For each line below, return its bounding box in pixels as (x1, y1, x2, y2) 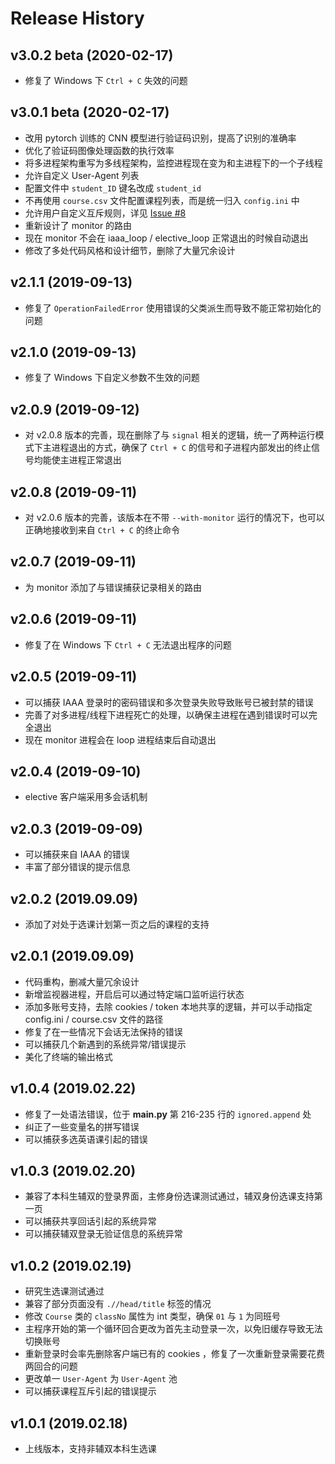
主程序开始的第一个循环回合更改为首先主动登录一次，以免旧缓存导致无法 (24, 1323, 323, 1335)
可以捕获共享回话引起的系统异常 (24, 1215, 157, 1227)
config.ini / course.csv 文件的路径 (24, 1013, 164, 1025)
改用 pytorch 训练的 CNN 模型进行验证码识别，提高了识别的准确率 (24, 132, 297, 144)
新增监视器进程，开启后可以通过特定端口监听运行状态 (24, 988, 245, 1000)
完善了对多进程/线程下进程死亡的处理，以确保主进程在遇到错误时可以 (24, 708, 309, 721)
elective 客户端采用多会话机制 (24, 791, 148, 803)
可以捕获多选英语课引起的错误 (24, 1133, 148, 1145)
